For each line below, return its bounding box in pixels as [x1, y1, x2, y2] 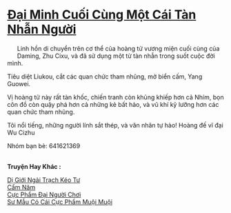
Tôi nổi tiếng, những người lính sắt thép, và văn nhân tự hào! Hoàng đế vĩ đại [7, 121, 224, 129]
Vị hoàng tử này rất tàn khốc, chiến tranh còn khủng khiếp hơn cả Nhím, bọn [7, 93, 224, 101]
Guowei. [7, 79, 31, 88]
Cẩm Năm [7, 183, 36, 191]
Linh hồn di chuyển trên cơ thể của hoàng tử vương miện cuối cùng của [17, 44, 220, 52]
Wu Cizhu [7, 128, 35, 136]
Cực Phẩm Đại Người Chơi [7, 190, 81, 199]
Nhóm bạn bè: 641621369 [7, 141, 81, 150]
